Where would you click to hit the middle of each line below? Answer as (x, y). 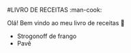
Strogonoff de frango (47, 36)
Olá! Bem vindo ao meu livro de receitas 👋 (66, 23)
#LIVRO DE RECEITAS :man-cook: (55, 10)
